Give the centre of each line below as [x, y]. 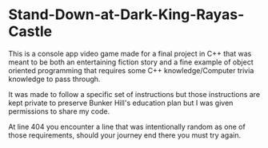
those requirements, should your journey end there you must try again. [125, 135]
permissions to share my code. [59, 111]
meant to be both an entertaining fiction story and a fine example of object [131, 62]
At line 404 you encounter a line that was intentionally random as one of [127, 127]
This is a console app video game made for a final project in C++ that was [130, 53]
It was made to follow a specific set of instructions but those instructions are [134, 94]
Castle [30, 31]
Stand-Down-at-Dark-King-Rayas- [126, 15]
